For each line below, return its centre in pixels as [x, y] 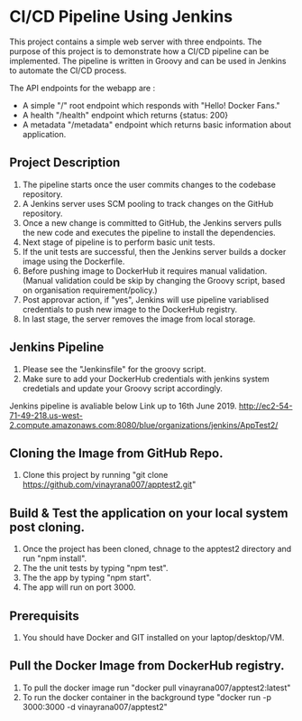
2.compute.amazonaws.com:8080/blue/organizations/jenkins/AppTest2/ [144, 425]
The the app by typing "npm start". [87, 578]
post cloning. [47, 527]
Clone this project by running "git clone [95, 475]
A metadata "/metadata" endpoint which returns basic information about [156, 125]
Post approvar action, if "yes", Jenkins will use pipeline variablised [146, 299]
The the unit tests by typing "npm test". [95, 568]
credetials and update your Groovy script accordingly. [123, 388]
